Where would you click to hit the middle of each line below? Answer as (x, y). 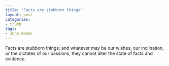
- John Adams (19, 34)
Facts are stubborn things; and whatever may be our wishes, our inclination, (84, 48)
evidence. (16, 59)
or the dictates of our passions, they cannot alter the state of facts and (79, 53)
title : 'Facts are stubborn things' (44, 10)
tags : (11, 29)
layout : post (19, 15)
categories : (18, 19)
